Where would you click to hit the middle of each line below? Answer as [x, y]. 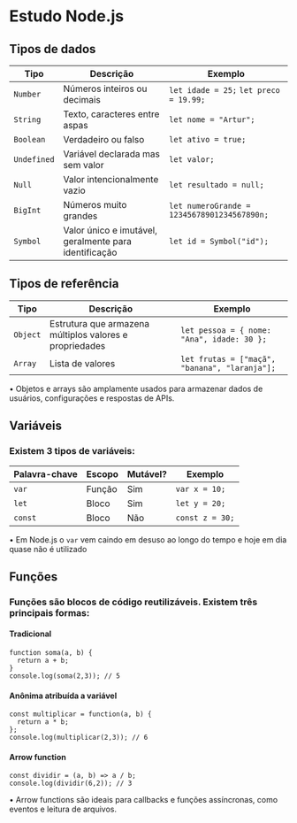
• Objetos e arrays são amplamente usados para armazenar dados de [136, 388]
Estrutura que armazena [100, 323]
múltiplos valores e [89, 335]
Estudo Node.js [67, 16]
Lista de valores [83, 363]
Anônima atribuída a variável [63, 696]
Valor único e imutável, [110, 230]
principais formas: [49, 612]
